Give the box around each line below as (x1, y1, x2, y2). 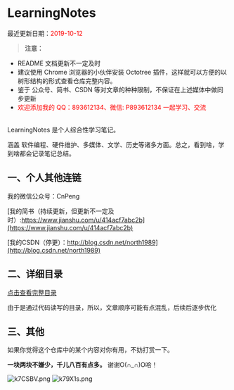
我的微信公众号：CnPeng (7, 191, 80, 200)
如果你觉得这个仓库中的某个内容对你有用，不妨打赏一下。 (7, 346, 174, 354)
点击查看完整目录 (7, 288, 57, 296)
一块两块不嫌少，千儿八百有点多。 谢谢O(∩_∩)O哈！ (7, 360, 158, 369)
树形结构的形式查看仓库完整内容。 (17, 76, 117, 85)
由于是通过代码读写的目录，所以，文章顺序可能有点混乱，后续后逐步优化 (7, 303, 216, 311)
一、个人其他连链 (7, 172, 82, 184)
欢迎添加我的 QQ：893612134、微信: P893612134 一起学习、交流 (17, 103, 207, 111)
